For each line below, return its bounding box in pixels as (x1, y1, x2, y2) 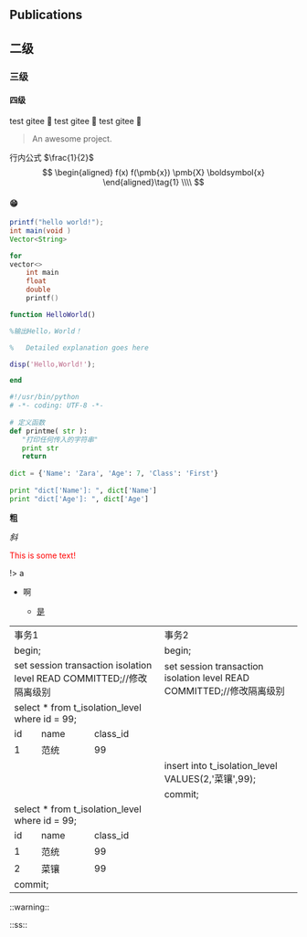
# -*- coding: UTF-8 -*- (9, 401, 104, 410)
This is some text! (9, 550, 76, 561)
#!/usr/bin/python (9, 393, 79, 402)
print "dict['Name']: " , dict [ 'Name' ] (9, 486, 157, 495)
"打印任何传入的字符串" (21, 435, 99, 444)
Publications (9, 7, 83, 23)
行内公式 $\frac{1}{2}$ (9, 152, 94, 163)
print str (21, 443, 59, 453)
